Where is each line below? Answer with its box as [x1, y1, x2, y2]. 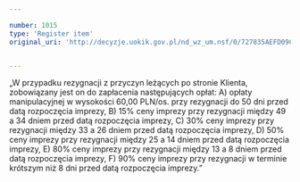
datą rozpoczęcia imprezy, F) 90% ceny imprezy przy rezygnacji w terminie [9, 153, 287, 164]
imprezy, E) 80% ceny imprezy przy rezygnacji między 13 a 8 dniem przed [9, 144, 283, 154]
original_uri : [9, 37, 62, 46]
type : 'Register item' [9, 29, 94, 38]
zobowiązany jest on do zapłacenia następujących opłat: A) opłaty [9, 87, 253, 98]
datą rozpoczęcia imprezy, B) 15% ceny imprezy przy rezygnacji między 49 [9, 106, 287, 117]
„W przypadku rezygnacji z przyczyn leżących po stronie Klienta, [9, 78, 248, 88]
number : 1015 [9, 21, 58, 29]
